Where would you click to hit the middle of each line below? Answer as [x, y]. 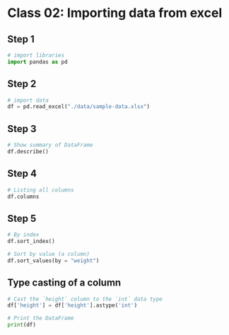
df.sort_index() [31, 242]
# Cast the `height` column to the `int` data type [85, 299]
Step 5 [22, 218]
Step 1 [21, 39]
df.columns [23, 196]
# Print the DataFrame [41, 318]
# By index [23, 235]
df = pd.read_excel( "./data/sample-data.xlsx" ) [79, 107]
